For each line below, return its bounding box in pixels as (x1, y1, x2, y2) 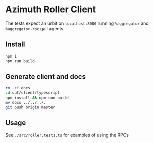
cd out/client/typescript (5, 90, 60, 96)
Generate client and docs (5, 72, 86, 81)
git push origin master (5, 105, 56, 110)
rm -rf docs (5, 86, 30, 91)
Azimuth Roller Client (5, 4, 96, 15)
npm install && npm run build (5, 95, 69, 101)
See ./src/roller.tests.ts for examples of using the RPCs (5, 132, 129, 138)
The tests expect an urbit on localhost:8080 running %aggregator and (5, 20, 149, 26)
